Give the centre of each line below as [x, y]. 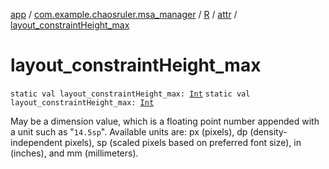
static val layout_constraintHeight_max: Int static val [130, 94]
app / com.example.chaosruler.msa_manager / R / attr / [124, 14]
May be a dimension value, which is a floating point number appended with [165, 121]
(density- [268, 131]
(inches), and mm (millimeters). [74, 153]
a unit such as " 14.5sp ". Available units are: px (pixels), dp [129, 131]
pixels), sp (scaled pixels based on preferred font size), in [183, 142]
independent [36, 142]
